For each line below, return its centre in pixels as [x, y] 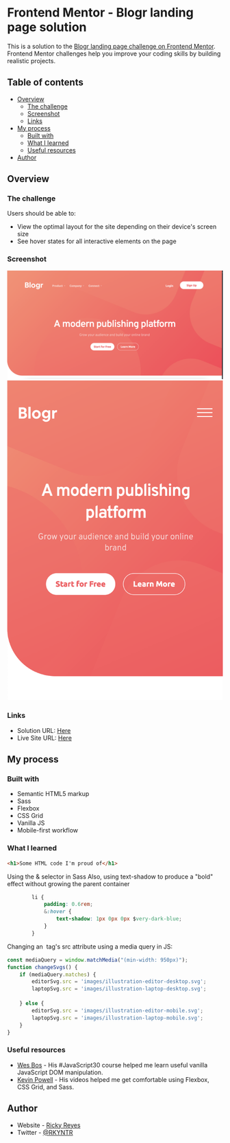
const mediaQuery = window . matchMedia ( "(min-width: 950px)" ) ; [98, 960]
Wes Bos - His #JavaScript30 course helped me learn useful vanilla [112, 1065]
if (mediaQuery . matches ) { [58, 974]
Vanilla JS [31, 823]
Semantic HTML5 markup [53, 794]
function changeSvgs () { [42, 967]
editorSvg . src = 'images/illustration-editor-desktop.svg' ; [119, 982]
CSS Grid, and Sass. [46, 1087]
